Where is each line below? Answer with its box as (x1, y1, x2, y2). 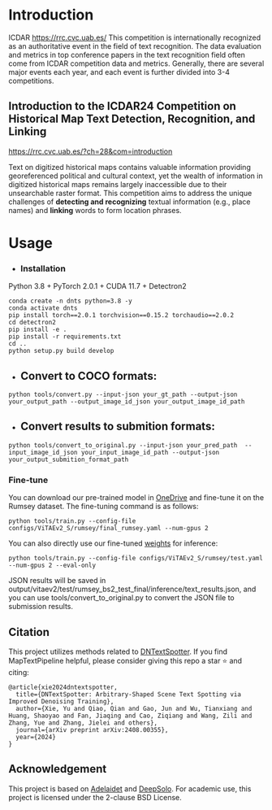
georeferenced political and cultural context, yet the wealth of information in (8, 171, 263, 181)
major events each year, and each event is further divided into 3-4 (8, 67, 230, 76)
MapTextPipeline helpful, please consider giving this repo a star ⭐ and (8, 655, 242, 665)
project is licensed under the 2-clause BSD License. (8, 792, 183, 802)
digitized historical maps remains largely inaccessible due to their (8, 179, 227, 189)
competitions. (8, 76, 54, 85)
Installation (19, 263, 67, 274)
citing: (8, 667, 30, 677)
